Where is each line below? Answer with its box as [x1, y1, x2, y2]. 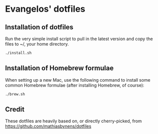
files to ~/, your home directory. [5, 41, 69, 47]
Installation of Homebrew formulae [5, 64, 114, 72]
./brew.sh [5, 91, 26, 96]
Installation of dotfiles [5, 23, 74, 31]
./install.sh [5, 50, 32, 55]
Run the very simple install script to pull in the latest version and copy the [5, 36, 153, 42]
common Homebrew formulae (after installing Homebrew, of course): [5, 82, 145, 88]
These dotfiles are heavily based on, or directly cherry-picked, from [5, 118, 142, 124]
